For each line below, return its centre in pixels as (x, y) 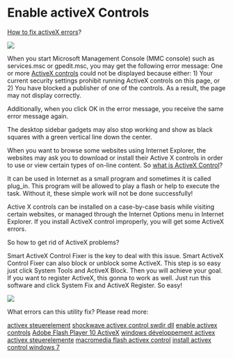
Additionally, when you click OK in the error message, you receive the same (115, 108)
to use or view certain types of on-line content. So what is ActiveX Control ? (115, 165)
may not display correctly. (45, 95)
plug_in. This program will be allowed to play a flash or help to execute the (114, 186)
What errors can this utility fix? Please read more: (78, 312)
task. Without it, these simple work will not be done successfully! (100, 193)
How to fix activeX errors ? (45, 32)
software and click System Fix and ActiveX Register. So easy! (95, 285)
